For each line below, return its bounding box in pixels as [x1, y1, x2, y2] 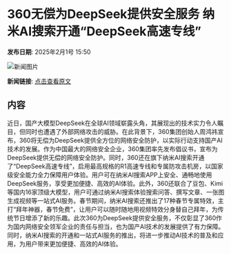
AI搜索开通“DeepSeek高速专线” [19, 23, 201, 39]
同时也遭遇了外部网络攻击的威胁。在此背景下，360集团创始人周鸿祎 [25, 127, 219, 135]
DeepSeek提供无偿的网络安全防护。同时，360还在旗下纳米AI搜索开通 [7, 153, 205, 162]
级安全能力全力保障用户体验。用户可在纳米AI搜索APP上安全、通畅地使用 [7, 170, 212, 179]
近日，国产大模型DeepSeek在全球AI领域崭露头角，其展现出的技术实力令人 [7, 119, 218, 127]
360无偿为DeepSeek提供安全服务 [7, 6, 200, 22]
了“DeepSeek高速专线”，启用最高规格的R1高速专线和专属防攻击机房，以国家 [7, 162, 224, 170]
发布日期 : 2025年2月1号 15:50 [7, 48, 91, 56]
